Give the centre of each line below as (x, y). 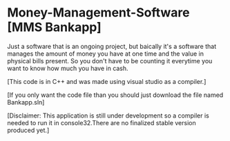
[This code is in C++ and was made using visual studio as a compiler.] (107, 81)
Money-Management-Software (98, 13)
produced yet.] (28, 130)
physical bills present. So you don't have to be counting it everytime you (110, 61)
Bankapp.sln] (26, 102)
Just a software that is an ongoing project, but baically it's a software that (112, 46)
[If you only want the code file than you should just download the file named (115, 95)
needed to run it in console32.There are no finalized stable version (102, 122)
